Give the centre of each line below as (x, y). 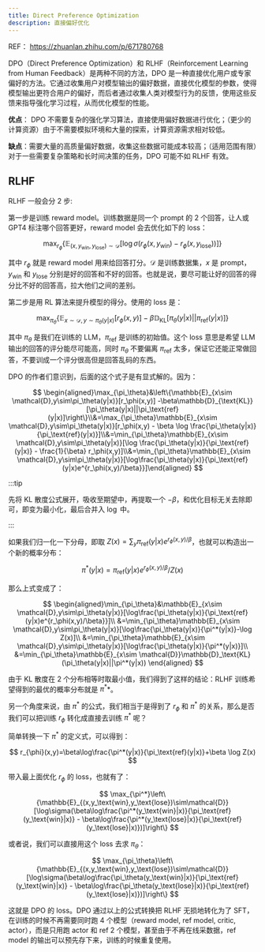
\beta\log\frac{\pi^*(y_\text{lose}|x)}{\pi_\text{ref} (162, 819)
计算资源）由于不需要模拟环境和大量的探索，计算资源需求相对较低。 (119, 129)
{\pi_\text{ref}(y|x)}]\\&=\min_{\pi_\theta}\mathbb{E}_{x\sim (132, 434)
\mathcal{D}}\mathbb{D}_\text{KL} (195, 654)
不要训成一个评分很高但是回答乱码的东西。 (91, 359)
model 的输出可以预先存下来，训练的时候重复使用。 (92, 940)
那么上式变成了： (36, 588)
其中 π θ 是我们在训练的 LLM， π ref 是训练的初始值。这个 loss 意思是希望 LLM (132, 338)
